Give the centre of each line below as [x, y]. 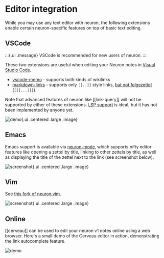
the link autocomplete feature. [35, 241]
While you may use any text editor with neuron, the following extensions [78, 23]
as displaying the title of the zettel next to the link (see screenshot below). [80, 157]
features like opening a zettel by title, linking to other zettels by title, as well [81, 152]
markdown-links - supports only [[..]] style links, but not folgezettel [82, 85]
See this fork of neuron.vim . [33, 194]
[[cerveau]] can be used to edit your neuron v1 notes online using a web [78, 231]
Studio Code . [18, 70]
